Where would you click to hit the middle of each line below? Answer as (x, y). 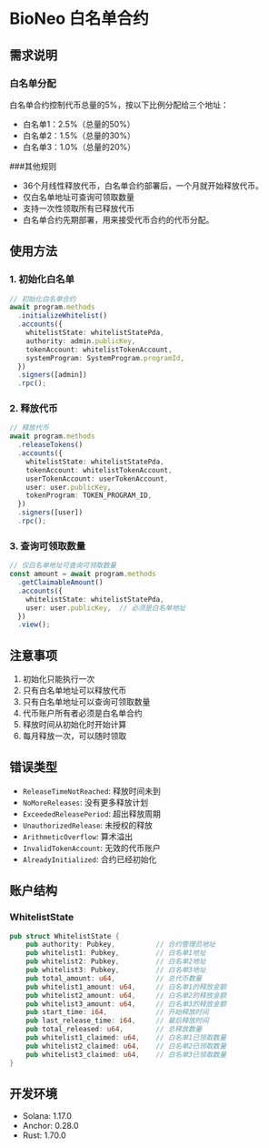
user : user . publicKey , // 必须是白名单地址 (106, 608)
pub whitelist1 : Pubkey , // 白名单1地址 (116, 953)
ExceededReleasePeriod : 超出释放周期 (92, 813)
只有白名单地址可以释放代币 (74, 691)
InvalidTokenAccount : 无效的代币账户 (91, 848)
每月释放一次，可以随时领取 (74, 736)
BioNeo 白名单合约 (79, 19)
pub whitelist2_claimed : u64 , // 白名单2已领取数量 (126, 1046)
